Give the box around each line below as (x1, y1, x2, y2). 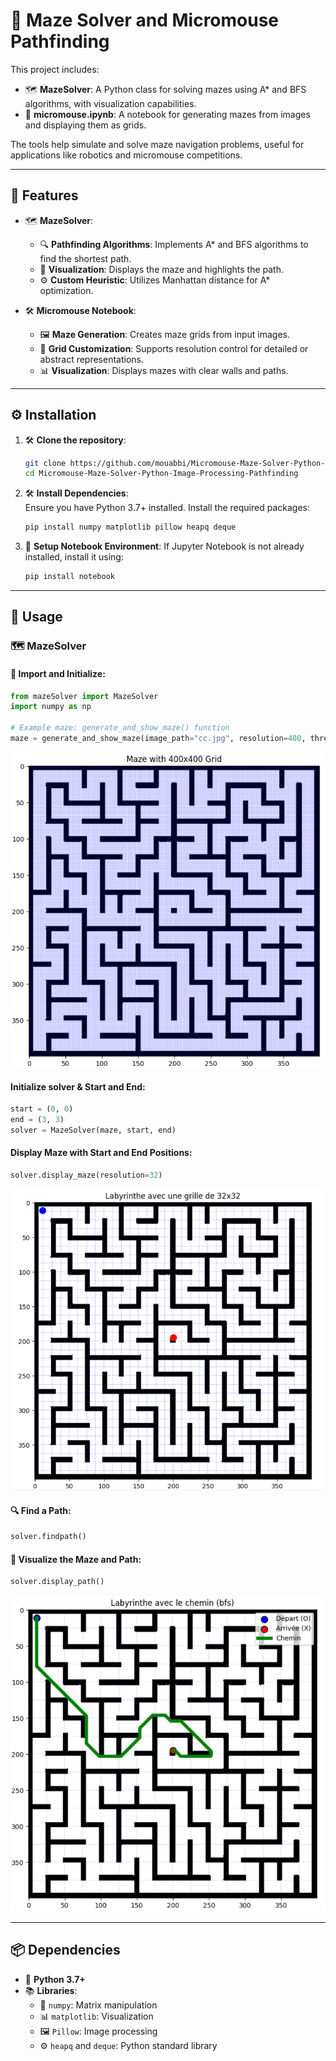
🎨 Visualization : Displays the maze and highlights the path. (39, 263, 284, 275)
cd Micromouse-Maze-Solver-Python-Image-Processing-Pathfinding (24, 469, 299, 479)
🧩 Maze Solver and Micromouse (10, 9, 280, 32)
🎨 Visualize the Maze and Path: (10, 1553, 142, 1565)
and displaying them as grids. (24, 119, 147, 131)
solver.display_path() (10, 1577, 105, 1587)
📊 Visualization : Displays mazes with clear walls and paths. (39, 364, 289, 376)
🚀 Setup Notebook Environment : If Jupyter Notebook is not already (24, 540, 305, 553)
